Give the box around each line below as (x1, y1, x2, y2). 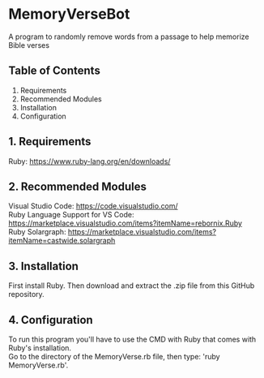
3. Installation (8, 259, 79, 273)
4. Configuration (8, 313, 93, 327)
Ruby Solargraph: (8, 227, 66, 237)
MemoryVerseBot (8, 5, 130, 24)
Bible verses (8, 40, 50, 49)
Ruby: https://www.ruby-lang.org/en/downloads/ (8, 156, 171, 166)
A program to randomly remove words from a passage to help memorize (8, 32, 249, 41)
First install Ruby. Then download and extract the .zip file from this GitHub (8, 281, 255, 290)
